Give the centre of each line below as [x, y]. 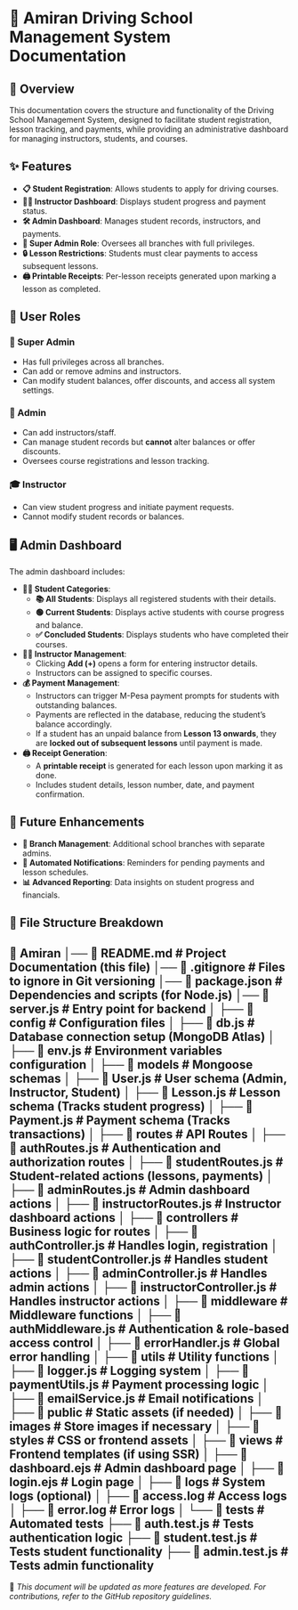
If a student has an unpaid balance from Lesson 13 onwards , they [156, 733]
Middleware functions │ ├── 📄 [96, 1315]
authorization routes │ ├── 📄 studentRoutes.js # [146, 1162]
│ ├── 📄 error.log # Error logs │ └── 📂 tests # [137, 1510]
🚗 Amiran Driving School [101, 18]
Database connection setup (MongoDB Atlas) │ [142, 1037]
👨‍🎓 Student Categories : [66, 589]
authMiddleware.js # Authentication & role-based [149, 1329]
